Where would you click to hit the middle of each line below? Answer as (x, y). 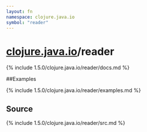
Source (20, 109)
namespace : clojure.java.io (41, 17)
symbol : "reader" (27, 22)
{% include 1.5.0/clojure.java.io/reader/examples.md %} (73, 90)
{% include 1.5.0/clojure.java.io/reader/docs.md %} (68, 67)
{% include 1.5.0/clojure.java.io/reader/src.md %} (66, 123)
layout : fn (19, 11)
